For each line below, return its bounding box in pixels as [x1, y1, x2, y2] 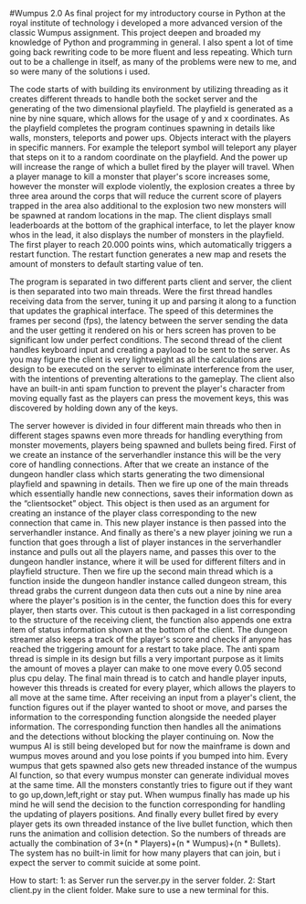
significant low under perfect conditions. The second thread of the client [9, 335, 283, 346]
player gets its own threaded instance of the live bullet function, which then [9, 818, 293, 829]
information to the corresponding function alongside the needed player [9, 712, 277, 722]
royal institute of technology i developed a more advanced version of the [9, 17, 283, 28]
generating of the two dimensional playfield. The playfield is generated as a [9, 103, 294, 113]
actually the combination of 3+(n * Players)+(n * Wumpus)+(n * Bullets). [9, 838, 281, 848]
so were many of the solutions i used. [9, 66, 151, 77]
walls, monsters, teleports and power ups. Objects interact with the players [9, 133, 291, 143]
